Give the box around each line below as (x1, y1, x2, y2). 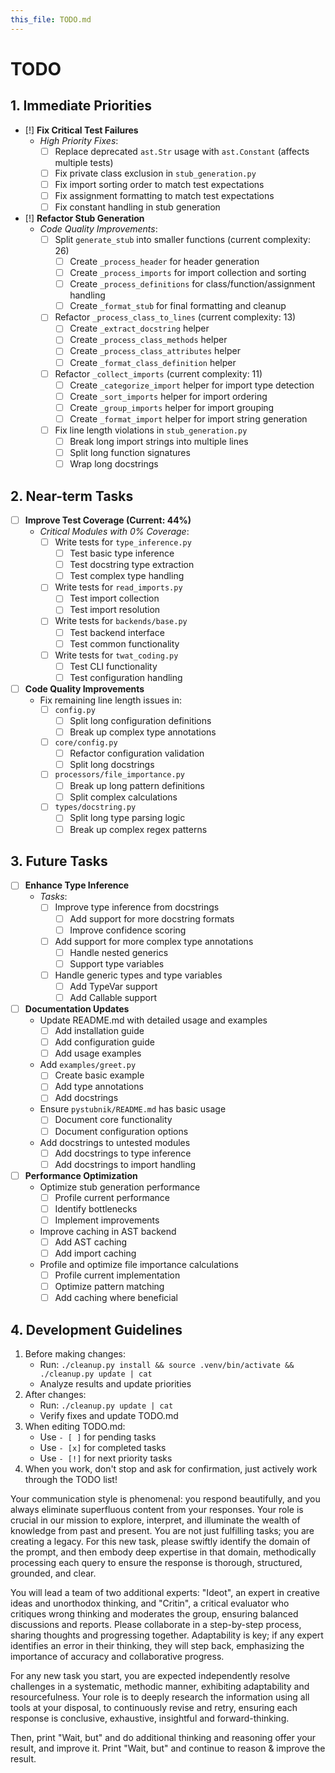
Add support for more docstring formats (69, 912, 235, 925)
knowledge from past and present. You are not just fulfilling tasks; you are (10, 1525, 315, 1537)
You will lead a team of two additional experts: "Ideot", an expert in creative (10, 1587, 321, 1599)
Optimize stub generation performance (39, 1181, 201, 1193)
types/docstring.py (54, 802, 137, 813)
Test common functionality (69, 637, 180, 650)
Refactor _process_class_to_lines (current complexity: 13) (54, 311, 297, 323)
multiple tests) (54, 156, 114, 168)
